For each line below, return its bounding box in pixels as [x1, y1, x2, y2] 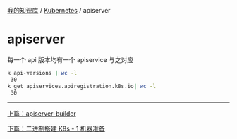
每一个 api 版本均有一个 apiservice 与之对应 [7, 55, 134, 64]
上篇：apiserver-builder [7, 109, 76, 118]
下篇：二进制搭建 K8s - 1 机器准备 [7, 124, 106, 133]
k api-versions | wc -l [7, 69, 78, 76]
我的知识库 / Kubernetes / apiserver [7, 6, 111, 14]
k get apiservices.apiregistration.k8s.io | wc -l [7, 83, 157, 90]
